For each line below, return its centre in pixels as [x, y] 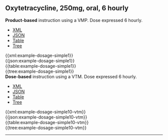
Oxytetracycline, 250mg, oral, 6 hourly [67, 8]
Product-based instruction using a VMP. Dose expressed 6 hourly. [74, 20]
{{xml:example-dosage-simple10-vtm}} [45, 112]
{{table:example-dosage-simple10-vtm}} [47, 122]
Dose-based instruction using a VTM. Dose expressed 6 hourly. [71, 76]
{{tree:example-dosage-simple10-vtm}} [46, 128]
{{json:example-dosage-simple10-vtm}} [46, 117]
